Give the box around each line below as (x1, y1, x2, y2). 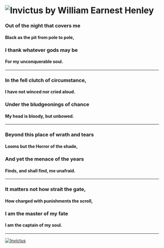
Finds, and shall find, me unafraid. (5, 167, 76, 173)
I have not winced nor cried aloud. (5, 89, 76, 95)
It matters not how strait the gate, (5, 186, 86, 193)
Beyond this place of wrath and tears (5, 131, 94, 138)
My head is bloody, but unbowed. (5, 113, 74, 119)
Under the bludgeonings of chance (5, 101, 89, 108)
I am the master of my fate (5, 210, 68, 217)
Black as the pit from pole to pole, (5, 34, 75, 40)
